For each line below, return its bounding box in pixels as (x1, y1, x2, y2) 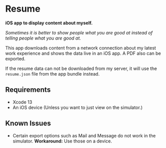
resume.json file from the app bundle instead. (5, 70, 100, 77)
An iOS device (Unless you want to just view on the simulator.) (12, 104, 143, 110)
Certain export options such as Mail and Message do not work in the (12, 132, 156, 138)
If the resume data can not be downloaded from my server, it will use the (5, 65, 157, 71)
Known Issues (5, 119, 51, 128)
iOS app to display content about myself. (5, 20, 93, 26)
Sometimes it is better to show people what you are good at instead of (5, 29, 153, 35)
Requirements (5, 86, 51, 94)
